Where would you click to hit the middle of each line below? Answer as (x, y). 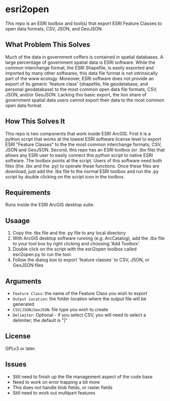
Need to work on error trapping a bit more (56, 382)
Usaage (18, 221)
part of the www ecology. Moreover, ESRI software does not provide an (80, 78)
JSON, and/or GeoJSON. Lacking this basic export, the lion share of (76, 94)
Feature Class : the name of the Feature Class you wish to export (80, 293)
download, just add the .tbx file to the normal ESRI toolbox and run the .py (82, 171)
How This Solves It (35, 121)
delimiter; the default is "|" (40, 320)
